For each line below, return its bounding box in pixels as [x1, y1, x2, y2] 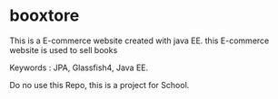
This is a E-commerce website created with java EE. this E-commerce [9, 35, 270, 46]
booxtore [9, 5, 80, 26]
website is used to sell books [9, 44, 118, 55]
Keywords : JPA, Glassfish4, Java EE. [9, 62, 149, 73]
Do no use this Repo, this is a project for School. [9, 79, 190, 90]
